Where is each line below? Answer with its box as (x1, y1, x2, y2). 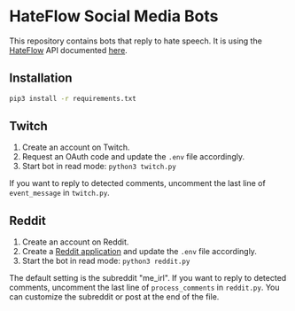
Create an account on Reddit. (21, 237, 129, 247)
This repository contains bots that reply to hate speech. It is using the (9, 35, 263, 46)
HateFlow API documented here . (9, 44, 128, 55)
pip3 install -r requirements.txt (9, 94, 137, 103)
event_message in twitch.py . (9, 188, 111, 198)
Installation (9, 71, 73, 86)
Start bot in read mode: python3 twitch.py (21, 161, 177, 172)
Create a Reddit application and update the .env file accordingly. (21, 246, 257, 257)
